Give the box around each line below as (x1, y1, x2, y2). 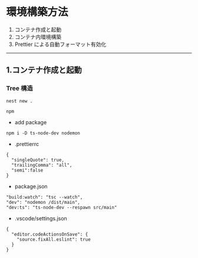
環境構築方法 (6, 5, 69, 19)
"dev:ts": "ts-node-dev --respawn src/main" (6, 204, 117, 210)
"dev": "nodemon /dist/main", (6, 199, 81, 205)
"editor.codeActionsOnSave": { (11, 231, 88, 237)
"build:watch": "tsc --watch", (6, 194, 83, 200)
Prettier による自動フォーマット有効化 (14, 41, 107, 48)
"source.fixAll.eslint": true (16, 236, 91, 242)
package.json (14, 183, 48, 190)
